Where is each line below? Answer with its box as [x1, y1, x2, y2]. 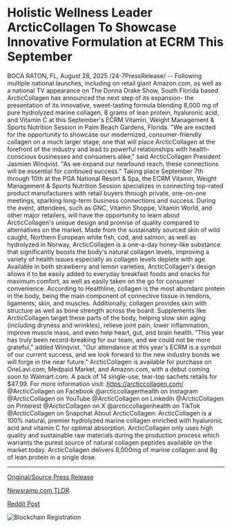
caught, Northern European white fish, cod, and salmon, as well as [7, 233, 197, 241]
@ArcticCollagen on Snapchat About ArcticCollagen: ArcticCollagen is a [7, 409, 212, 417]
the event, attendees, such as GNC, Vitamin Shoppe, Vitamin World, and [7, 204, 213, 212]
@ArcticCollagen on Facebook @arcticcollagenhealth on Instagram [7, 387, 198, 395]
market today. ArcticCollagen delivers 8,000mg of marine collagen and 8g [7, 445, 217, 453]
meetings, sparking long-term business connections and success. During [7, 196, 216, 204]
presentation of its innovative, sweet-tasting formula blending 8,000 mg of [7, 101, 219, 109]
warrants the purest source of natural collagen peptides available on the [7, 438, 213, 447]
